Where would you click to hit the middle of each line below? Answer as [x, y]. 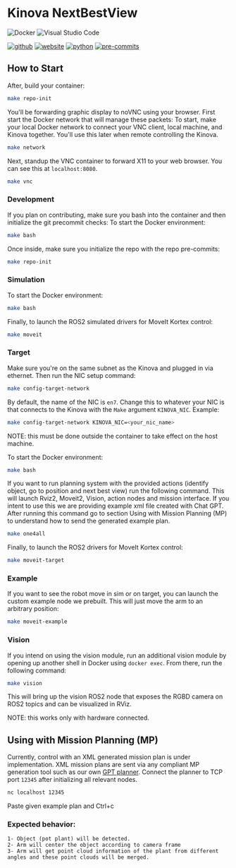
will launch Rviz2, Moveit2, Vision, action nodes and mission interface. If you [118, 499]
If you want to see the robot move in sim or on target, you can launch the [113, 594]
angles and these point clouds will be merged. [79, 857]
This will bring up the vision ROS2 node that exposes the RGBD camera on [115, 696]
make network [26, 147]
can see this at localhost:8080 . [52, 168]
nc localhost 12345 [36, 792]
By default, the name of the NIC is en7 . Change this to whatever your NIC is [116, 402]
